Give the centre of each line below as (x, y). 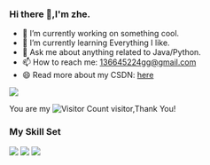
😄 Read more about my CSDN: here (88, 75)
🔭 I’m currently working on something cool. (101, 34)
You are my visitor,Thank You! (93, 109)
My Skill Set (35, 132)
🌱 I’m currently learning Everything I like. (96, 43)
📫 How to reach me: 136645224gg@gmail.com (109, 62)
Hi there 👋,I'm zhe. (50, 14)
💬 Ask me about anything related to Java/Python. (111, 52)
